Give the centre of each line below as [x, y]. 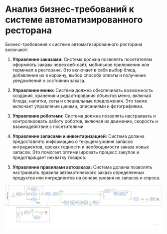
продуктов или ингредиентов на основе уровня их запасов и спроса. [86, 177]
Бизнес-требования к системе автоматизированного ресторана [74, 44]
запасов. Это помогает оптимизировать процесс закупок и [76, 152]
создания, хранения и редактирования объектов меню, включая [82, 95]
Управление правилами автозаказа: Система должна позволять [83, 167]
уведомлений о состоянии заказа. [49, 80]
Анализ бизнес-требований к [70, 9]
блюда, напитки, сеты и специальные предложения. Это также [80, 100]
